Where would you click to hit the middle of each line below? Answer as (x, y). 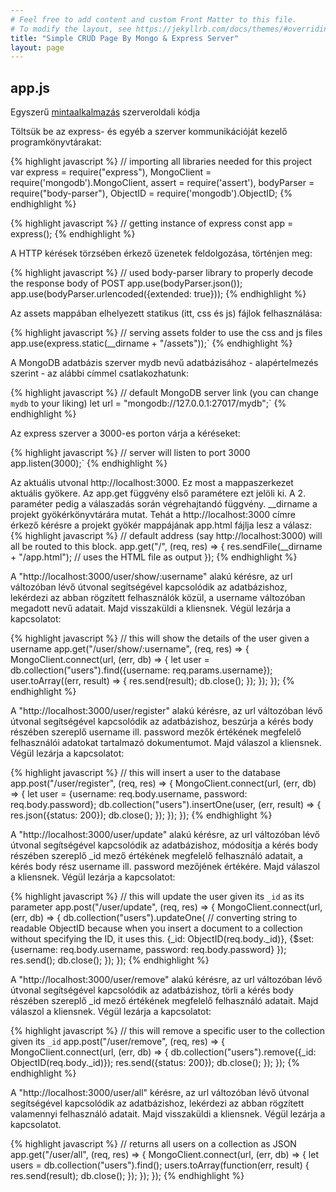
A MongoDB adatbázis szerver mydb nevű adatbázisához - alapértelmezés (164, 363)
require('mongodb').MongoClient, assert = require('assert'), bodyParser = (162, 183)
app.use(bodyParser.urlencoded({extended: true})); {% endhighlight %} (158, 294)
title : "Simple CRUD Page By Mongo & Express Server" (125, 38)
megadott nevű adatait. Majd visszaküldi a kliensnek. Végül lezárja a (151, 608)
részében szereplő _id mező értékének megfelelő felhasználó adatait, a (156, 856)
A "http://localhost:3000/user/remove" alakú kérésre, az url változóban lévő (166, 980)
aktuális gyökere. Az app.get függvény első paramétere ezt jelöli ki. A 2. (158, 493)
